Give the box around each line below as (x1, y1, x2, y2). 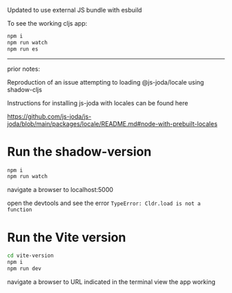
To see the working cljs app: (7, 19, 88, 27)
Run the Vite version (7, 229, 126, 245)
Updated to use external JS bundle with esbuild (7, 6, 142, 14)
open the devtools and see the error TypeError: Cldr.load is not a (7, 199, 201, 207)
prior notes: (7, 64, 40, 73)
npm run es (7, 45, 39, 53)
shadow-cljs (7, 85, 43, 94)
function (7, 206, 32, 213)
